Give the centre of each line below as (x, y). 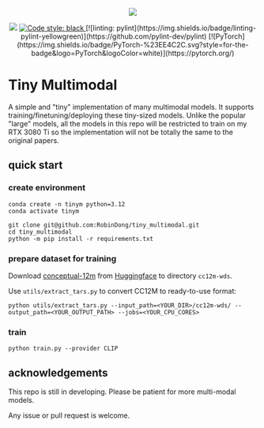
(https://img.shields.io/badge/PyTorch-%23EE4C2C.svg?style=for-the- (133, 45)
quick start (36, 165)
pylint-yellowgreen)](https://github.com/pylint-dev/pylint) (114, 36)
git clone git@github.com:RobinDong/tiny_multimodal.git (104, 225)
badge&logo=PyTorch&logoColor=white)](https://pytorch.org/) (133, 53)
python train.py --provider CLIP (63, 349)
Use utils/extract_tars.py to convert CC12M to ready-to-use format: (123, 291)
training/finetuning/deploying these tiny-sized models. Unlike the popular (127, 115)
